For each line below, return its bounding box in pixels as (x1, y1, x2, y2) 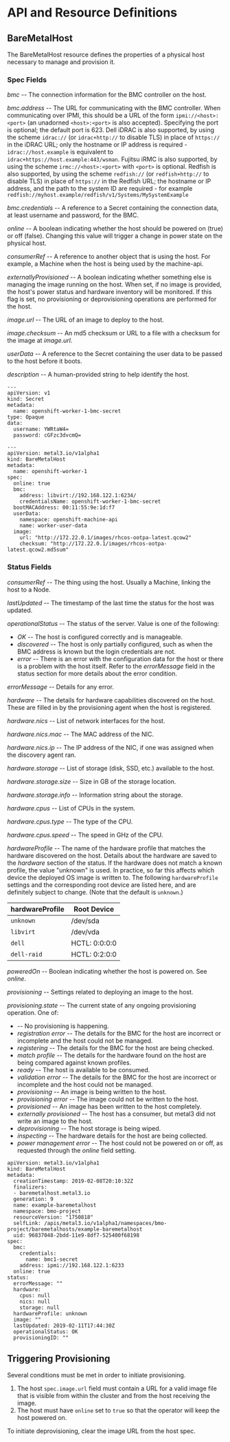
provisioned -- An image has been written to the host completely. (16, 1102, 202, 1110)
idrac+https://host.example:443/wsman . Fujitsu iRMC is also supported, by (7, 155, 218, 163)
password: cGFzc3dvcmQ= (13, 432, 81, 439)
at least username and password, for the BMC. (7, 211, 139, 220)
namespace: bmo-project (13, 1207, 81, 1215)
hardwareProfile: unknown (13, 1310, 88, 1317)
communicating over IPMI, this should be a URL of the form (7, 112, 174, 120)
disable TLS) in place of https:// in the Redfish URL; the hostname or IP (7, 177, 211, 185)
